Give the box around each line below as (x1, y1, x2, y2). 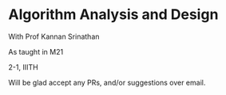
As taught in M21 (8, 47, 64, 56)
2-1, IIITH (8, 62, 38, 72)
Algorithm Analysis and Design (8, 6, 219, 24)
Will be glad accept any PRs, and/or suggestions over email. (8, 78, 206, 87)
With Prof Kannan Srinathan (8, 32, 100, 41)
